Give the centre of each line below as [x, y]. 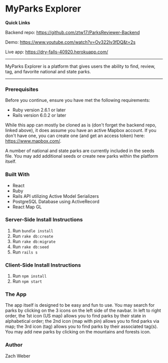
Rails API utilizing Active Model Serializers [55, 196]
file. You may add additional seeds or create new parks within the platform [82, 156]
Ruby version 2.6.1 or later [39, 110]
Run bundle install [33, 230]
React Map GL [27, 207]
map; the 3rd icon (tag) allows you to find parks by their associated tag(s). [82, 326]
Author [14, 345]
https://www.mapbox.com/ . [33, 141]
